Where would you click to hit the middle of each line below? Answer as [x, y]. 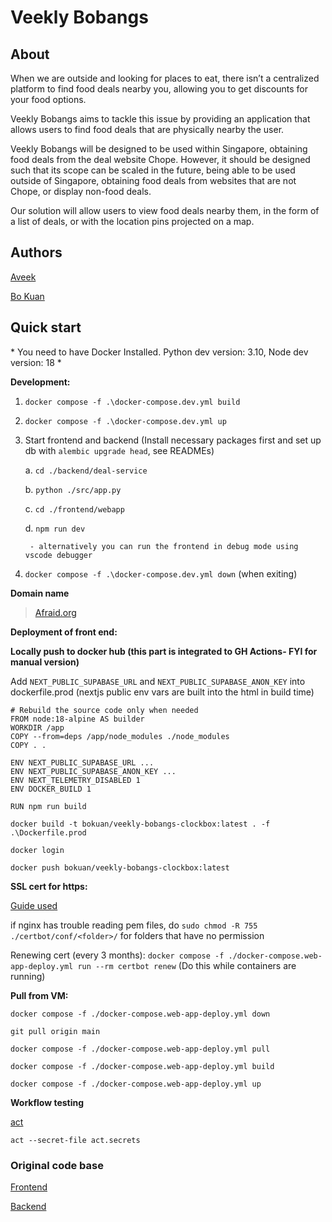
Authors [36, 252]
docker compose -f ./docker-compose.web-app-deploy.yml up [136, 1084]
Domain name [40, 593]
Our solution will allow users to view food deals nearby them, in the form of [165, 210]
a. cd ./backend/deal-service [86, 470]
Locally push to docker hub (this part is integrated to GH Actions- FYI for [164, 651]
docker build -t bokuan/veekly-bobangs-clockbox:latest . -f [140, 824]
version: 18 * [36, 362]
